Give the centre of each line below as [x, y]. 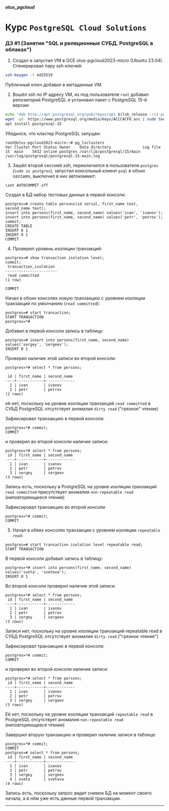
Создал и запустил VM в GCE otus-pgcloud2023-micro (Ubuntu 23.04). [88, 61]
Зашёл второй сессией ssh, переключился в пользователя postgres [86, 165]
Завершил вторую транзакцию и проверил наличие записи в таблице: [81, 734]
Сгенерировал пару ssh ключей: [48, 66]
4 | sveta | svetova [37, 779]
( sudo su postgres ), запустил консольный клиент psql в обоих [79, 170]
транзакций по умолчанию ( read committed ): [53, 303]
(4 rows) [14, 784]
